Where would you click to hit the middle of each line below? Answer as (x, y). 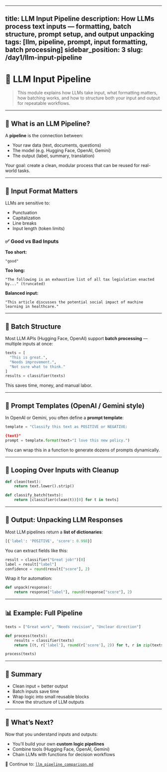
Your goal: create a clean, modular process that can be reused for (73, 166)
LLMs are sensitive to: (28, 203)
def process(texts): (27, 636)
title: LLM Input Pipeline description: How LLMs (80, 19)
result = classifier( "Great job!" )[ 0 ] (45, 560)
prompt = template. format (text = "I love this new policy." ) (68, 440)
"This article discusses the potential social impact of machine (74, 302)
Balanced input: (22, 293)
